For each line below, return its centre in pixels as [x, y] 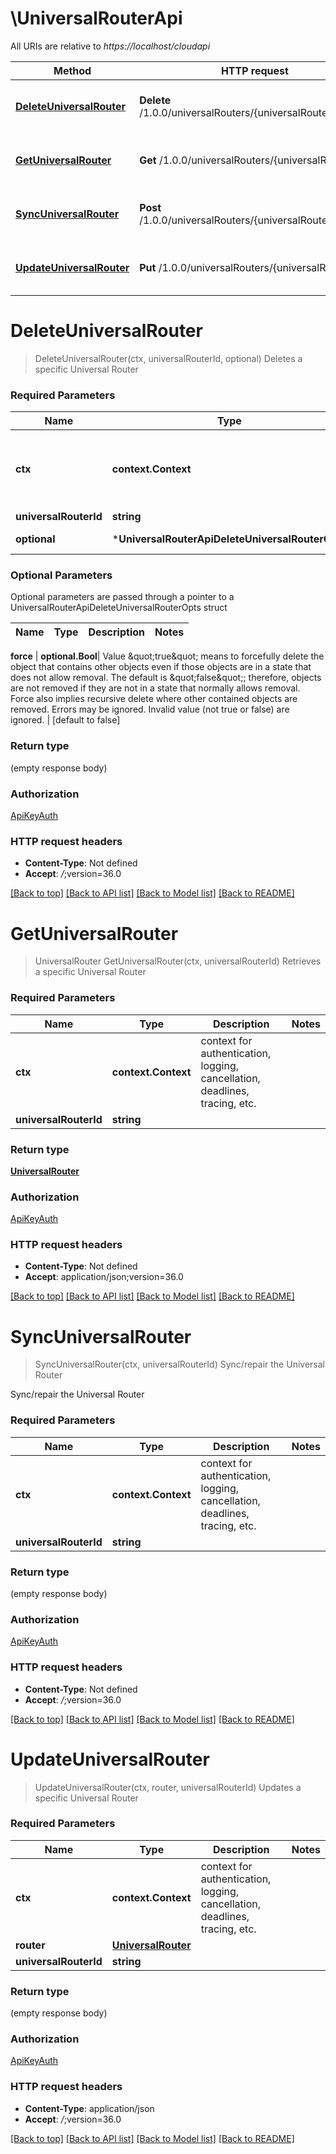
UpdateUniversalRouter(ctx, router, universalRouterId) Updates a [168, 1787]
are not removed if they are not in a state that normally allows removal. [155, 688]
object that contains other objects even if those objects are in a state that [161, 667]
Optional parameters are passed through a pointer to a [122, 597]
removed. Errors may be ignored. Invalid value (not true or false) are [150, 709]
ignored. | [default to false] [65, 720]
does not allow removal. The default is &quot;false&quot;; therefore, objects [166, 678]
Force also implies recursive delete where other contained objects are [154, 699]
